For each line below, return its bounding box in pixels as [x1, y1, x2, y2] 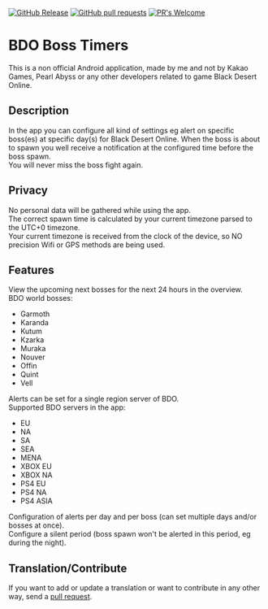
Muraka [19, 344, 46, 354]
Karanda [19, 318, 49, 328]
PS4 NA [19, 488, 47, 498]
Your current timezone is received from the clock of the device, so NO [8, 231, 243, 241]
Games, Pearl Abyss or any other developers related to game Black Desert [8, 72, 257, 81]
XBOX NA [19, 470, 53, 480]
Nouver [19, 352, 46, 362]
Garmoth [19, 309, 50, 319]
